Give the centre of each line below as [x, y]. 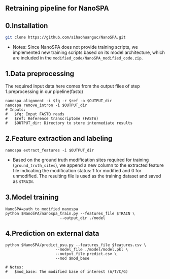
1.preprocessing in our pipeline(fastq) [44, 91]
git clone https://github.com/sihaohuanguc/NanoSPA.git [65, 38]
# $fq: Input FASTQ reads [35, 114]
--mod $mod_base [72, 259]
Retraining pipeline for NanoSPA [57, 8]
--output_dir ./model [82, 218]
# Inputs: [16, 110]
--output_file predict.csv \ [86, 254]
